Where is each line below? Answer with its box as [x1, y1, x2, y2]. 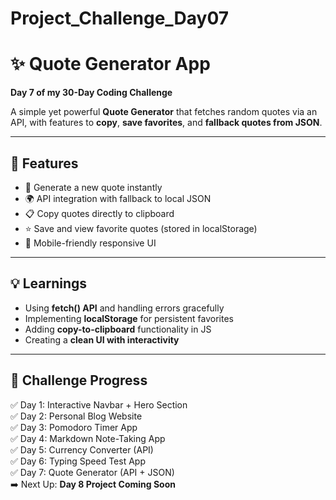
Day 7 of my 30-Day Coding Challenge [10, 87, 173, 99]
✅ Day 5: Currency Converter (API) [10, 443, 154, 456]
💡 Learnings [10, 275, 88, 292]
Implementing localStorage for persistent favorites [24, 312, 234, 324]
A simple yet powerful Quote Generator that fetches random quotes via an [10, 106, 318, 118]
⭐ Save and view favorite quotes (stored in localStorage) [24, 222, 258, 234]
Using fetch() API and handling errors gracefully [24, 302, 225, 314]
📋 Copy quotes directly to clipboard [24, 207, 175, 219]
